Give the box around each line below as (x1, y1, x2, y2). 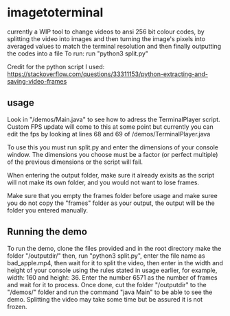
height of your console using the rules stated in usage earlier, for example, (7, 266, 218, 274)
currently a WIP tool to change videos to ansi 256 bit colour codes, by (7, 27, 205, 36)
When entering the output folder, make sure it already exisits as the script (7, 171, 215, 179)
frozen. (7, 302, 27, 311)
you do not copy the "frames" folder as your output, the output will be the (7, 199, 215, 207)
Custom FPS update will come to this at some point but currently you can (7, 122, 214, 131)
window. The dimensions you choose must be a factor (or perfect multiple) (7, 150, 218, 158)
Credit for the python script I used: (7, 62, 105, 71)
